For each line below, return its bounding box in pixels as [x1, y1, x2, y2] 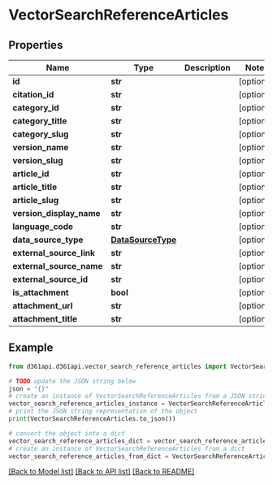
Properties [8, 38, 63, 52]
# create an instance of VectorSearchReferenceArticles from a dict [8, 444, 245, 452]
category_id [12, 102, 59, 113]
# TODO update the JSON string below [8, 377, 136, 385]
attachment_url [12, 300, 73, 311]
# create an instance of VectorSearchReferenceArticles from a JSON [8, 392, 245, 400]
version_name [12, 142, 69, 153]
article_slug [12, 195, 59, 205]
